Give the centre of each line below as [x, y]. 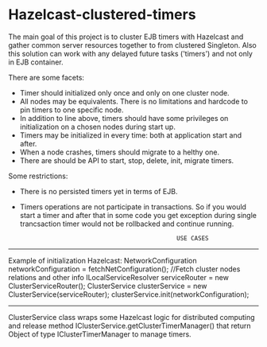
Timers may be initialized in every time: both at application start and [131, 135]
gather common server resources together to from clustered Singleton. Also [132, 45]
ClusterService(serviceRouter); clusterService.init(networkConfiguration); [129, 294]
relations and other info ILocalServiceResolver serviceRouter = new [118, 277]
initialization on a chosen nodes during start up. [98, 127]
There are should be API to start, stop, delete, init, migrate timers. [127, 160]
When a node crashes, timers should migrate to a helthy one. [120, 152]
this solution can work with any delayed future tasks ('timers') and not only [130, 53]
